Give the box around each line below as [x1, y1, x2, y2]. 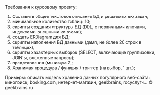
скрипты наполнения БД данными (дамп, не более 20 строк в [12, 39, 142, 45]
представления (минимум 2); [12, 60, 73, 65]
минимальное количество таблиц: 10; [12, 19, 90, 24]
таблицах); [12, 45, 35, 50]
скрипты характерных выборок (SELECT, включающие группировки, [12, 49, 156, 55]
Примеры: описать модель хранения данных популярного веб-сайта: [5, 75, 150, 80]
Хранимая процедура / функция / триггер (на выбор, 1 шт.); [12, 65, 135, 71]
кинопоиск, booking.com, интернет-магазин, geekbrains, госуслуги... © [5, 79, 153, 85]
